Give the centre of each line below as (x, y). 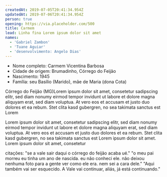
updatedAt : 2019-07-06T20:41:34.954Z (44, 14)
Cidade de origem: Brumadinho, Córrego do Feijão (64, 71)
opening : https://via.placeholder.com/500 (50, 24)
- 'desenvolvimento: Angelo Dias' (45, 51)
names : (12, 38)
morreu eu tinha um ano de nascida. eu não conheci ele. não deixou (75, 158)
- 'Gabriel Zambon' (30, 42)
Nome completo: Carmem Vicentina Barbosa (58, 66)
